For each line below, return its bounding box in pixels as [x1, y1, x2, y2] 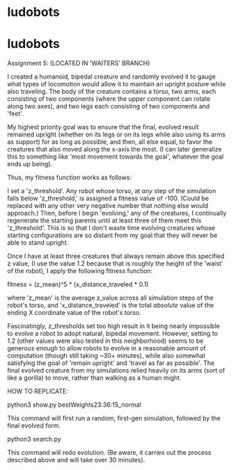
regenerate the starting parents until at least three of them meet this [7, 216, 202, 225]
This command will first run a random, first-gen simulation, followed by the [7, 414, 221, 423]
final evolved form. [7, 421, 61, 430]
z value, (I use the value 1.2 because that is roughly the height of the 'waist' [7, 259, 224, 268]
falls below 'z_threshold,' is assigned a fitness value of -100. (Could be [7, 194, 209, 202]
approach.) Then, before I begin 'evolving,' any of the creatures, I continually [7, 209, 227, 218]
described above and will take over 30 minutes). [7, 456, 145, 464]
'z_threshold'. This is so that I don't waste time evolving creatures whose [7, 224, 216, 232]
